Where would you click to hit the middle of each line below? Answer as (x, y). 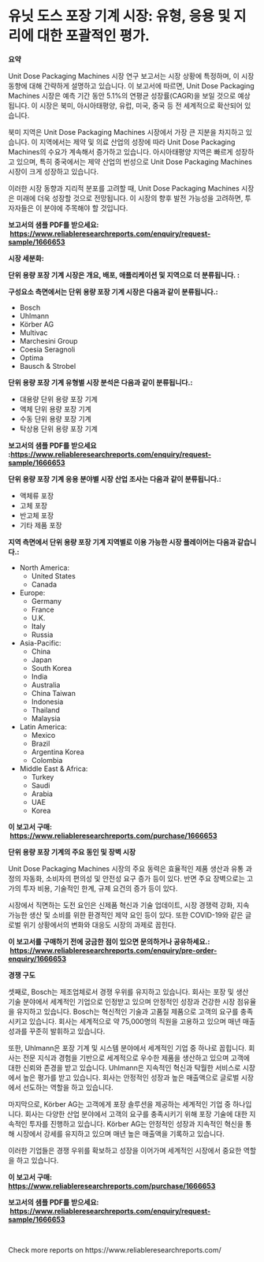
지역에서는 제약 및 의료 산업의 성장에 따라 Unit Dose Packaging (137, 142)
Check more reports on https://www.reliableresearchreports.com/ (115, 1249)
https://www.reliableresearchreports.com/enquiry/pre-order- (113, 950)
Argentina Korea (58, 752)
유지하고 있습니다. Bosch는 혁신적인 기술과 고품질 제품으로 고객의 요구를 (127, 1011)
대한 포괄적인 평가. (93, 36)
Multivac (33, 333)
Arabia (42, 794)
